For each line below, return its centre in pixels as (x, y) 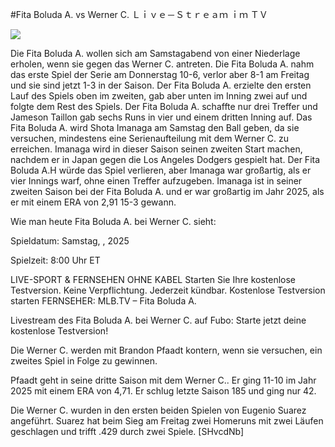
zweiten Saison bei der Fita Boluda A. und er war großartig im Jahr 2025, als (167, 191)
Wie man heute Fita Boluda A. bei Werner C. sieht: (113, 221)
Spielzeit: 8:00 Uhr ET (55, 260)
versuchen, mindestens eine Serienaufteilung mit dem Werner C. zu (149, 138)
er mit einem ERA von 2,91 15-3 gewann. (93, 202)
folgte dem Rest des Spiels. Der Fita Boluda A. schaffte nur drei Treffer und (164, 106)
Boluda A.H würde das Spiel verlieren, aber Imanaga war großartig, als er (161, 170)
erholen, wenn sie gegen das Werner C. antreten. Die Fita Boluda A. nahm (162, 64)
